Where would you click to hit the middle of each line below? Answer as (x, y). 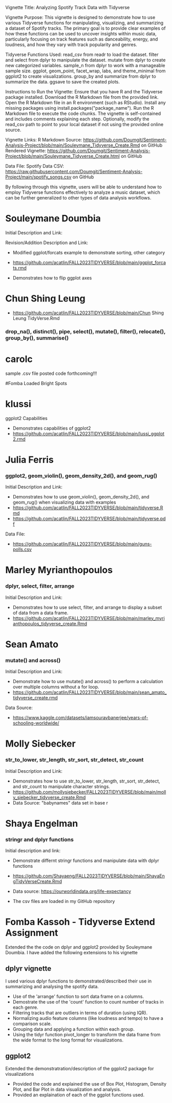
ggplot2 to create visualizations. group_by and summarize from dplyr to (81, 76)
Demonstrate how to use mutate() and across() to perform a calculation (88, 681)
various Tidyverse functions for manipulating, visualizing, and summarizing (84, 23)
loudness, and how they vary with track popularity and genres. (71, 45)
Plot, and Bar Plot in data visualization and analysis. (67, 1089)
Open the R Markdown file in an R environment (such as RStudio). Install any (86, 103)
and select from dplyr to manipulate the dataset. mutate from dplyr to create (85, 60)
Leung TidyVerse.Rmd (36, 318)
